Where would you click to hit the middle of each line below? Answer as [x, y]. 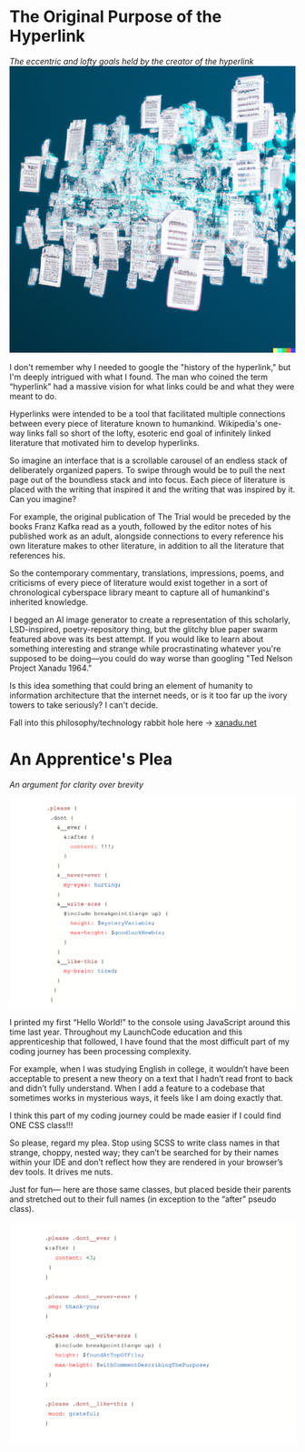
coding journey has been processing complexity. [101, 1052]
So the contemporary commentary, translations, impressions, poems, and [147, 573]
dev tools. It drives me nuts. [61, 1172]
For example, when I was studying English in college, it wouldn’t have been [149, 1069]
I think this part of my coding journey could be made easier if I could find [145, 1115]
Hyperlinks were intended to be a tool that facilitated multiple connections [148, 413]
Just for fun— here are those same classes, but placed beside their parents [151, 1190]
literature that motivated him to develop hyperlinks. [104, 442]
